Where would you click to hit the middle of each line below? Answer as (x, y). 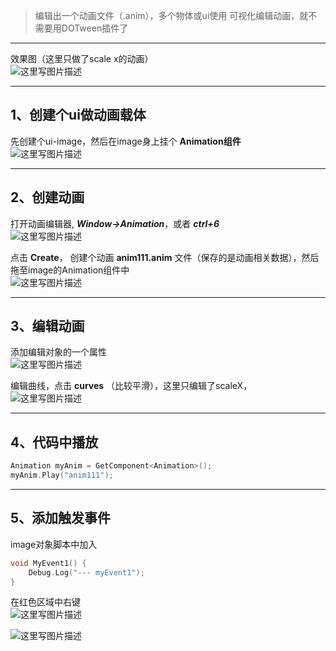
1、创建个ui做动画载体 (78, 115)
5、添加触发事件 (61, 518)
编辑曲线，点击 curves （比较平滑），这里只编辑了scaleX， (131, 386)
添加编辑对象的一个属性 (58, 352)
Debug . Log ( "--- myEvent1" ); (86, 572)
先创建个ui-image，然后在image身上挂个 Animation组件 (126, 141)
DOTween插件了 (95, 28)
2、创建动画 (47, 197)
